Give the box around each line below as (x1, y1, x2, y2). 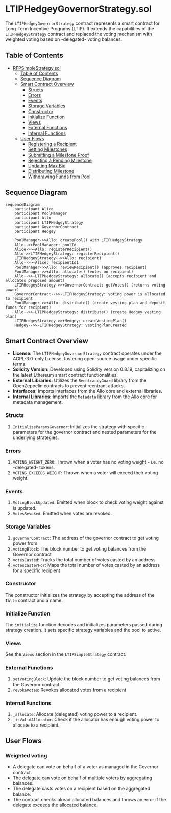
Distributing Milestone (28, 168, 75, 174)
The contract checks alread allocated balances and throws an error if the (12, 796, 166, 802)
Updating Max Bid (28, 162, 66, 169)
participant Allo (14, 215, 52, 221)
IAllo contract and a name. (5, 597, 63, 603)
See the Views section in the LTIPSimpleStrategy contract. (5, 651, 127, 657)
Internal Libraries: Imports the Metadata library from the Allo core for (12, 393, 157, 400)
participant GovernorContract (14, 224, 79, 229)
